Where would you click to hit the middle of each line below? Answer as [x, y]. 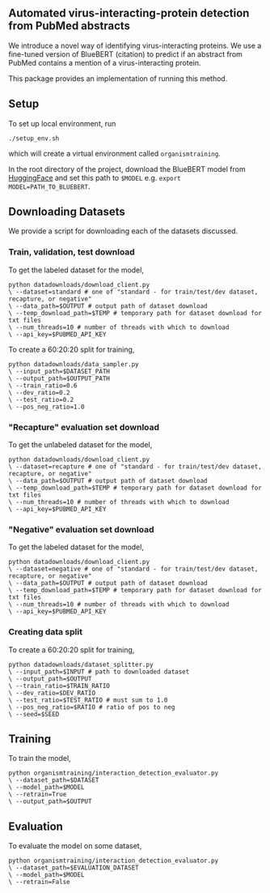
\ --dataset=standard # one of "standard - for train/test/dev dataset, [133, 292]
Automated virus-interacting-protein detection [129, 13]
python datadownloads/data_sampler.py [74, 364]
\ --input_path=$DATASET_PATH [59, 371]
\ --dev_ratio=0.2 [39, 392]
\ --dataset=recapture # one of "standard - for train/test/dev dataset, [135, 467]
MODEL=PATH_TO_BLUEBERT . [49, 186]
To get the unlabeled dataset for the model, [80, 445]
